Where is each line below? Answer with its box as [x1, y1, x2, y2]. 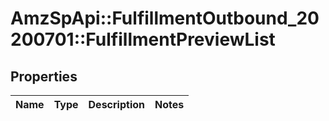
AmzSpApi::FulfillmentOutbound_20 [10, 7, 320, 30]
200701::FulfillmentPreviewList [10, 28, 276, 51]
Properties [10, 68, 78, 85]
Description [88, 98, 145, 111]
